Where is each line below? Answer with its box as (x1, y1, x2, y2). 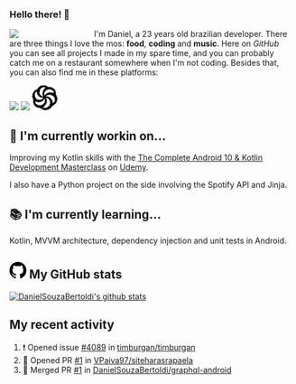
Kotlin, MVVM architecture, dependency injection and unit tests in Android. (9, 235, 287, 246)
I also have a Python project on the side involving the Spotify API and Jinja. (9, 180, 288, 191)
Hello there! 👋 (9, 8, 70, 21)
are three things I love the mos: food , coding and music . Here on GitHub (9, 38, 280, 49)
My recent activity (9, 317, 115, 332)
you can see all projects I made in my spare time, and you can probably (9, 48, 274, 59)
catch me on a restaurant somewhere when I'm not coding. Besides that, (9, 58, 280, 69)
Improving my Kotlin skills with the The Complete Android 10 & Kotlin (9, 153, 264, 164)
